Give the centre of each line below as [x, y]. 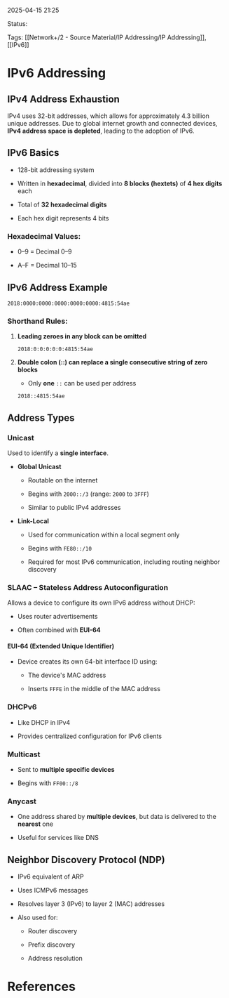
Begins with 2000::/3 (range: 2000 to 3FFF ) [88, 494]
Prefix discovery [51, 945]
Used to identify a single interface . [58, 453]
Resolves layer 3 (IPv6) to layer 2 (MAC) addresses [91, 904]
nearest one [35, 824]
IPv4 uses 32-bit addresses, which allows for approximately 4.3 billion [109, 116]
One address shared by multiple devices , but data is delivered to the [117, 817]
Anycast [22, 801]
